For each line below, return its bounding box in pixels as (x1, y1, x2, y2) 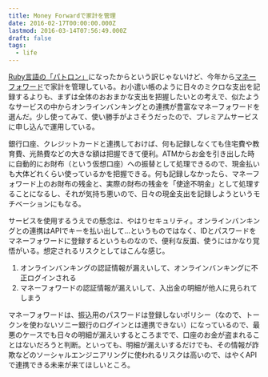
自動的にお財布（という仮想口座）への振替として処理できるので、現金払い (14, 159, 260, 168)
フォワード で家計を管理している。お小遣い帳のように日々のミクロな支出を (8, 82, 254, 91)
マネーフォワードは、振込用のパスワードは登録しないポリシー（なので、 (8, 310, 246, 319)
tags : (8, 42, 26, 50)
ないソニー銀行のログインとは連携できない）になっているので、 (42, 320, 254, 329)
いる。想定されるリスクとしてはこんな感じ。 (22, 246, 170, 255)
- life (15, 49, 38, 57)
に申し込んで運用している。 (8, 122, 99, 131)
